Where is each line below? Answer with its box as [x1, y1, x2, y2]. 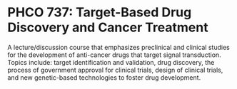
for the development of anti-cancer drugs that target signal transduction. [7, 51, 221, 59]
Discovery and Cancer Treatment [7, 19, 208, 36]
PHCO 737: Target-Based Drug [7, 4, 192, 21]
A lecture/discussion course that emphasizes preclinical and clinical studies [7, 43, 230, 51]
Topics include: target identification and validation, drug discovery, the [7, 58, 215, 66]
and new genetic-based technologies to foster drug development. [7, 73, 201, 82]
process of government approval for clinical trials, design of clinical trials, [7, 66, 223, 74]
